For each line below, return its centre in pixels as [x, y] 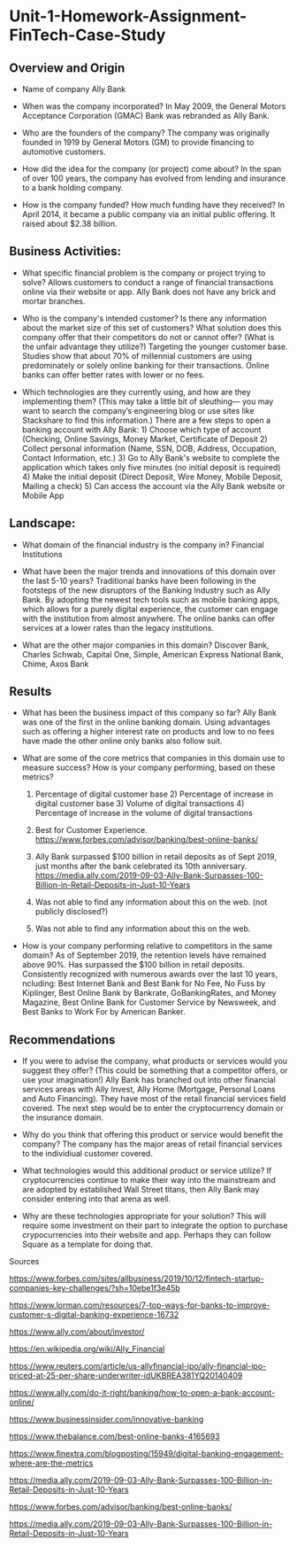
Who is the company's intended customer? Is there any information [144, 318]
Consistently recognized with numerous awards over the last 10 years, [150, 974]
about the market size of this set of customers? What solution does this [152, 327]
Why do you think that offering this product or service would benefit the [152, 1135]
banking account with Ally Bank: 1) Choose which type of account [141, 429]
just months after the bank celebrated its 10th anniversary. [141, 867]
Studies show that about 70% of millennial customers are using [137, 355]
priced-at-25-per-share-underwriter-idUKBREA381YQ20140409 [126, 1376]
